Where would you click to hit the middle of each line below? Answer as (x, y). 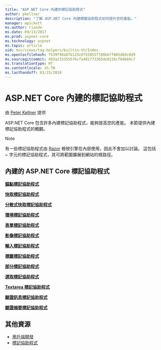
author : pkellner (23, 14)
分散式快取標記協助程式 (28, 205)
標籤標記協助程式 (22, 256)
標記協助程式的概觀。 (26, 128)
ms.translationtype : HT (29, 64)
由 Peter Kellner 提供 (25, 112)
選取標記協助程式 (22, 276)
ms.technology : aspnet (28, 41)
